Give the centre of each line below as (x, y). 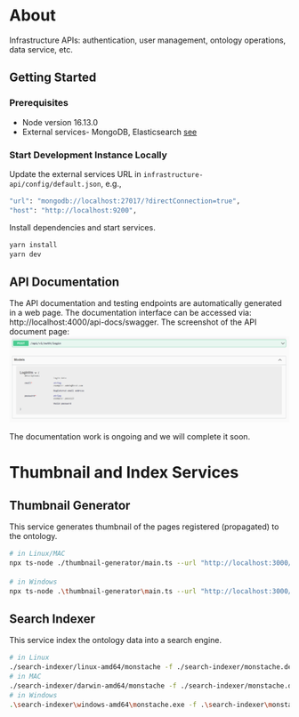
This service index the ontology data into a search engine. (116, 640)
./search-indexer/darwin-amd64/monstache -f (93, 686)
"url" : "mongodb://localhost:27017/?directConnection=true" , (125, 201)
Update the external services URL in (75, 173)
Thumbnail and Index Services (124, 473)
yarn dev (25, 254)
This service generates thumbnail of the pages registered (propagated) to (144, 527)
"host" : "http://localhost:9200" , (73, 210)
